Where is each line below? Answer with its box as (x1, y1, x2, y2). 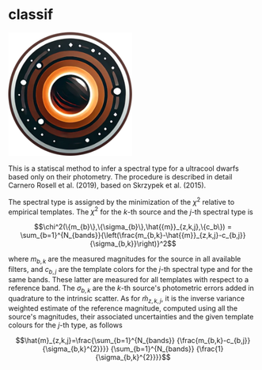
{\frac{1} (196, 344, 224, 353)
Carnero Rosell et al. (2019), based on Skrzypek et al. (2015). (8, 180, 207, 190)
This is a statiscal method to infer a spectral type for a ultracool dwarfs (8, 164, 239, 173)
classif (8, 6, 54, 24)
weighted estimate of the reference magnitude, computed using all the (8, 304, 238, 313)
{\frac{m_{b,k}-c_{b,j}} (177, 336, 251, 345)
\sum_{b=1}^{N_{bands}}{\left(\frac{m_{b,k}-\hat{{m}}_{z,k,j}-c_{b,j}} (20, 231, 246, 240)
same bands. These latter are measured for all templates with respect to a (8, 274, 249, 284)
